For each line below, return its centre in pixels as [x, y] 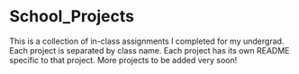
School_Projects [72, 16]
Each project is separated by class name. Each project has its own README [149, 50]
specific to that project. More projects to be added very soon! [123, 60]
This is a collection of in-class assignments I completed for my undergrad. [147, 41]
